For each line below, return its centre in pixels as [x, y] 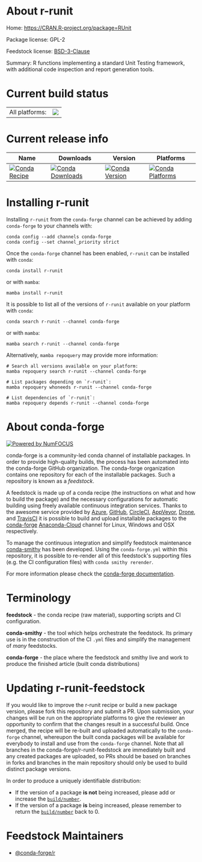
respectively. [22, 531]
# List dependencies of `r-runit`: [51, 398]
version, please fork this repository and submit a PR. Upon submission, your [100, 711]
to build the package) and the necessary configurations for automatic [92, 499]
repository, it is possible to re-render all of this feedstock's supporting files [99, 556]
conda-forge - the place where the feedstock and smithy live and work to [97, 657]
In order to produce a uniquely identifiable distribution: [74, 781]
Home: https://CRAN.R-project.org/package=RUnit [69, 28]
